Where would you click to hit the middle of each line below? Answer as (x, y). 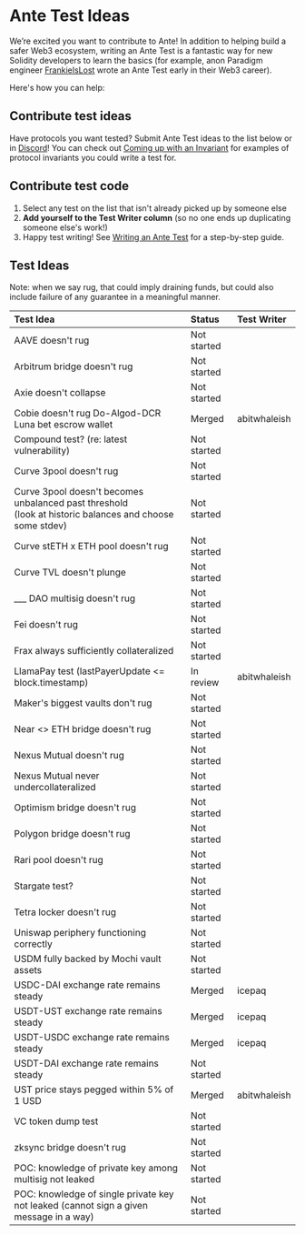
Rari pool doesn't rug (59, 860)
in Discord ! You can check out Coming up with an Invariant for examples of (149, 147)
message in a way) (54, 1217)
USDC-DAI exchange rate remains (87, 985)
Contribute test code (69, 186)
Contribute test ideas (70, 116)
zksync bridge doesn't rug (70, 1148)
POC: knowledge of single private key (94, 1194)
